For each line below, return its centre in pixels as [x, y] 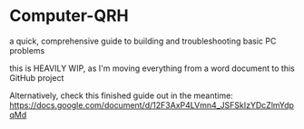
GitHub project [37, 77]
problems [27, 50]
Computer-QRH [69, 16]
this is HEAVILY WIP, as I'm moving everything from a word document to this [152, 68]
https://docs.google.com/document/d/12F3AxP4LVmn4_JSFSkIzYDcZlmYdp [152, 104]
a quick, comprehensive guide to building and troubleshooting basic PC [143, 41]
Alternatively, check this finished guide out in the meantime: [121, 95]
